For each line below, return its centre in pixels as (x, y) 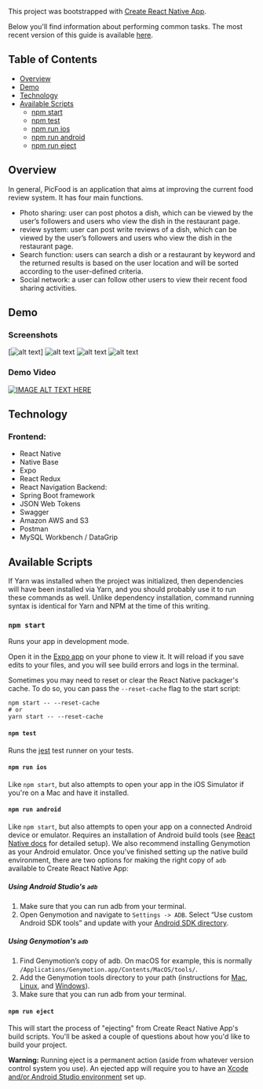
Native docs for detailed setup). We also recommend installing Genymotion (129, 844)
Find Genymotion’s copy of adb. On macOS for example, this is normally (136, 960)
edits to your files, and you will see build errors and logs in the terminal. (124, 665)
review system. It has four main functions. (76, 197)
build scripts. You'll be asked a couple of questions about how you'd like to (129, 1036)
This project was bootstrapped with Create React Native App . (107, 11)
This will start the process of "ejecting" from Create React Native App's (123, 1028)
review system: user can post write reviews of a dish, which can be (128, 229)
